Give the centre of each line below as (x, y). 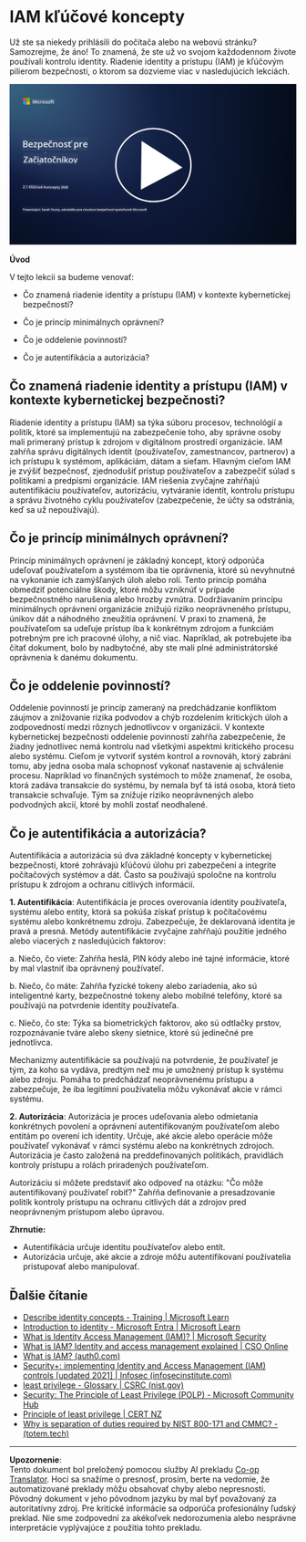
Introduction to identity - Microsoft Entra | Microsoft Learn (132, 1327)
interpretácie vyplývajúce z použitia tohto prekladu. (106, 1528)
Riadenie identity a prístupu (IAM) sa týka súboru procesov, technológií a (146, 422)
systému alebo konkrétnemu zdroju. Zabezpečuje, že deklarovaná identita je (153, 922)
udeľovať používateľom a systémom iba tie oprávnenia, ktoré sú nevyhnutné (153, 570)
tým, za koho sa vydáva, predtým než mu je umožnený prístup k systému (147, 1070)
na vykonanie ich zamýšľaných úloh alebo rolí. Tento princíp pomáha (138, 579)
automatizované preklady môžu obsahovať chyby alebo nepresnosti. (138, 1489)
